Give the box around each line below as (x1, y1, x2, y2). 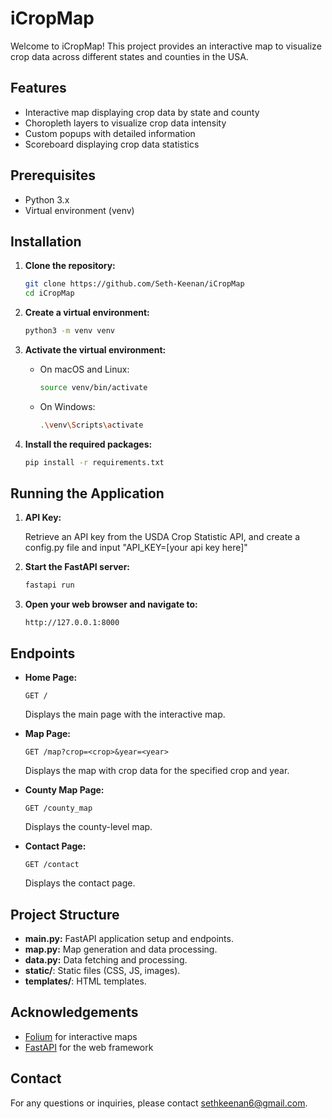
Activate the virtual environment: (24, 344, 167, 356)
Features (10, 80, 67, 97)
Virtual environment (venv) (24, 204, 135, 216)
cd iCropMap (24, 288, 75, 299)
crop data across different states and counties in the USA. (10, 50, 249, 62)
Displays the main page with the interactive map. (24, 708, 226, 721)
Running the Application (10, 485, 165, 502)
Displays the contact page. (24, 877, 136, 889)
